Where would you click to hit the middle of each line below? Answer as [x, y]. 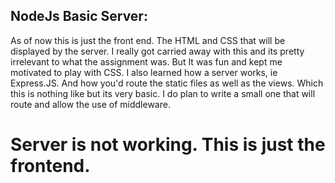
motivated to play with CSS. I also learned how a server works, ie [144, 72]
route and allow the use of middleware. [90, 104]
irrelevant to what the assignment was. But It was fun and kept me [146, 61]
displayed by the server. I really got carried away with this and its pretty [157, 51]
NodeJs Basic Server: [79, 16]
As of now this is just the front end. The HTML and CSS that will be [148, 40]
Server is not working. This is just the [168, 145]
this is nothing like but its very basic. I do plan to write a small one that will [163, 93]
